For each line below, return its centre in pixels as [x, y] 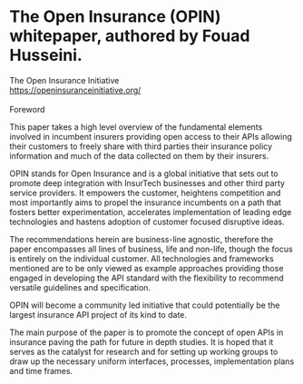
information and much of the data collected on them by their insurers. [139, 155]
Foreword [27, 109]
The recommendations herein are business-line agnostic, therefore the [142, 239]
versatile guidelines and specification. [80, 287]
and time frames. [41, 370]
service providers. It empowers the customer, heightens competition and [145, 192]
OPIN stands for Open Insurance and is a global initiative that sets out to [144, 173]
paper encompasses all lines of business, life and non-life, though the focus [151, 249]
